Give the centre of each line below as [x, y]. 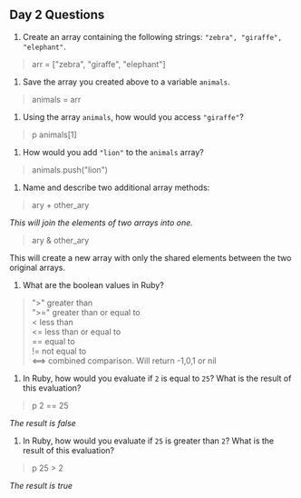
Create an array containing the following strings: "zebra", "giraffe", [152, 36]
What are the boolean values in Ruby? [93, 284]
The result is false [43, 423]
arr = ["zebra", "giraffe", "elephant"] [98, 64]
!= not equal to [59, 351]
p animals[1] [54, 134]
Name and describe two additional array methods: [116, 187]
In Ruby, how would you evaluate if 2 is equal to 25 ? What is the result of [157, 378]
